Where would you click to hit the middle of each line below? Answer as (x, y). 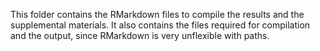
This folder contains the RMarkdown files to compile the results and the (157, 14)
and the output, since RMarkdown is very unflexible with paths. (140, 35)
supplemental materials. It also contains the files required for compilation (160, 25)
